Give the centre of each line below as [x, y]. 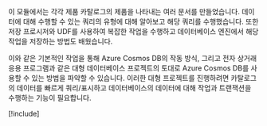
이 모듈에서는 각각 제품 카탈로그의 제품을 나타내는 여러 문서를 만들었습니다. [124, 11]
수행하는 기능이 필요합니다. [50, 98]
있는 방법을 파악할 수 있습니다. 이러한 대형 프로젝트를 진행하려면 [130, 78]
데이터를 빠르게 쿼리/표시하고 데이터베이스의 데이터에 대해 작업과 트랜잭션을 [134, 88]
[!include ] [24, 114]
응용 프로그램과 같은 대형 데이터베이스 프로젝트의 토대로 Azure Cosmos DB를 [129, 68]
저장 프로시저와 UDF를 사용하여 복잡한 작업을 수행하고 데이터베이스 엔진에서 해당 [133, 31]
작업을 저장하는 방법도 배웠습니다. [61, 41]
